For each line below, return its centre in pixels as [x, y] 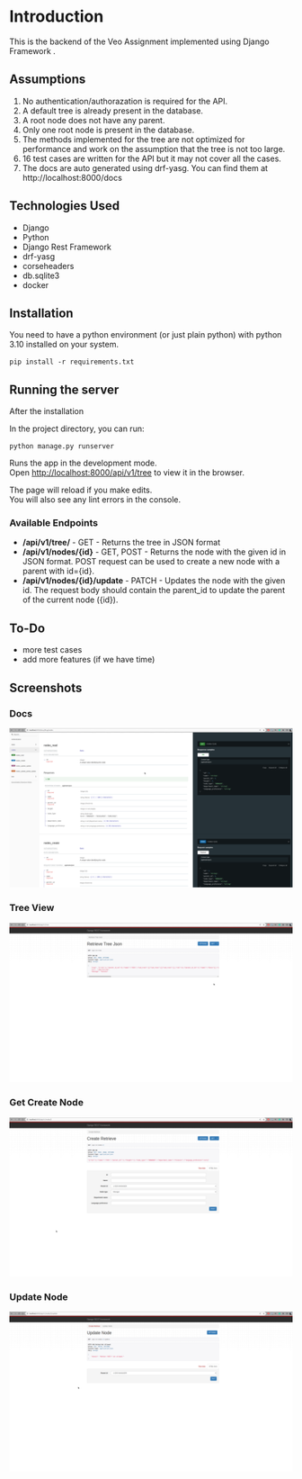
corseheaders [48, 266]
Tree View [32, 908]
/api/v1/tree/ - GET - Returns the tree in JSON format [121, 543]
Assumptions [48, 80]
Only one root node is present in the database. [108, 130]
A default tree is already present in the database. [113, 111]
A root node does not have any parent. [93, 120]
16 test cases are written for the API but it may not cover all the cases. [151, 158]
